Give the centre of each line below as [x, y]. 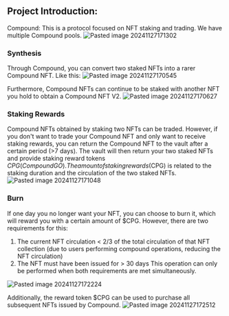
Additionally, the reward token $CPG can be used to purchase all [99, 297]
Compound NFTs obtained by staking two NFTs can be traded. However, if [112, 129]
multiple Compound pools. [45, 35]
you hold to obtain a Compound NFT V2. [64, 97]
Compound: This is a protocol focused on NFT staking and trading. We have [115, 28]
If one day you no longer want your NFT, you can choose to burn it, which [112, 213]
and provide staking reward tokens [56, 159]
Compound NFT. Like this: [44, 76]
